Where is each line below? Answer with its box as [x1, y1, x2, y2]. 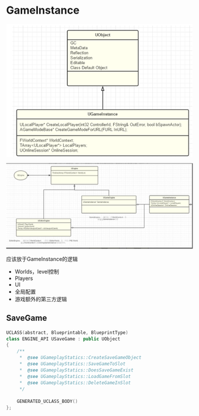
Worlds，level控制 [14, 268, 59, 275]
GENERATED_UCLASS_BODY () [17, 399, 78, 405]
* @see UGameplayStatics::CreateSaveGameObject [19, 355, 142, 361]
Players [14, 275, 34, 282]
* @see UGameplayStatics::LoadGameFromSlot [19, 373, 131, 379]
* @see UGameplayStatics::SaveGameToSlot [19, 361, 126, 367]
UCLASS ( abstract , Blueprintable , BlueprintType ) [6, 329, 129, 336]
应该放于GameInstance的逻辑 [6, 255, 78, 262]
